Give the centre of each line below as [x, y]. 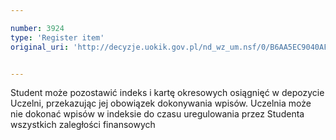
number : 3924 [37, 28]
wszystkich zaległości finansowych [83, 125]
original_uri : [40, 47]
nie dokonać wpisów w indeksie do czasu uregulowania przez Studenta [157, 114]
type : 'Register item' [57, 37]
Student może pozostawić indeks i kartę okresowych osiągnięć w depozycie [167, 93]
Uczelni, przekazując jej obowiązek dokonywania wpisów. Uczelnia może [161, 103]
